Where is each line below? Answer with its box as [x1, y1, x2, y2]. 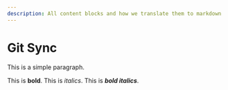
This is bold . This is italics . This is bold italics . [7, 76, 139, 84]
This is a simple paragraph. [7, 63, 85, 71]
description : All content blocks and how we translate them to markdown [7, 10, 222, 17]
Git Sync [7, 39, 58, 55]
